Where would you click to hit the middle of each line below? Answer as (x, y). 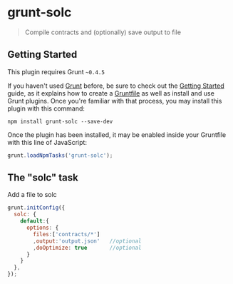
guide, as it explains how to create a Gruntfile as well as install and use (111, 93)
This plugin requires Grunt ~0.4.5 (56, 71)
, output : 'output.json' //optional (87, 241)
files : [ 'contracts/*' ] (67, 234)
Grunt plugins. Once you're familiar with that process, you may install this (115, 101)
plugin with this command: (46, 108)
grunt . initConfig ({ (36, 208)
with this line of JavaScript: (47, 142)
